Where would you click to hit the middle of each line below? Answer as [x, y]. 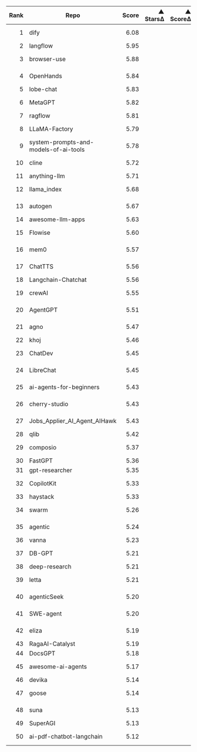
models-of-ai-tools [57, 149]
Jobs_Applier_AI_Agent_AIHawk [73, 421]
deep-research [50, 566]
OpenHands [46, 76]
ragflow [40, 116]
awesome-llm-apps [57, 219]
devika [38, 680]
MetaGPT [42, 102]
